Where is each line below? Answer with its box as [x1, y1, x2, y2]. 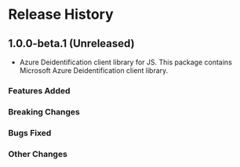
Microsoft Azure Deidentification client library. [19, 66, 169, 75]
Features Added [8, 85, 71, 96]
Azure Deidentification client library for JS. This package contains [19, 57, 233, 67]
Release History [8, 5, 114, 24]
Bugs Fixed [8, 127, 52, 138]
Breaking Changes [8, 106, 81, 117]
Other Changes [8, 148, 68, 159]
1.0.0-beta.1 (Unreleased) [8, 37, 135, 50]
